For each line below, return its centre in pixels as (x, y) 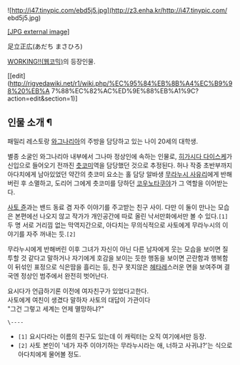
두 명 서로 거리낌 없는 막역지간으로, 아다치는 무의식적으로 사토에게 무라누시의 (114, 225)
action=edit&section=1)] (42, 98)
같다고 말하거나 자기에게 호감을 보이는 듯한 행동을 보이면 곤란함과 (119, 258)
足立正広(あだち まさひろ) (45, 46)
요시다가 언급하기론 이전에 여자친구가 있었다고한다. (78, 291)
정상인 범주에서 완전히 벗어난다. (64, 276)
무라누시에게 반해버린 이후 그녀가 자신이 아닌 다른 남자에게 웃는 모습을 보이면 (114, 249)
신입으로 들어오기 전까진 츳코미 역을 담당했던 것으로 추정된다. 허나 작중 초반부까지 (120, 165)
